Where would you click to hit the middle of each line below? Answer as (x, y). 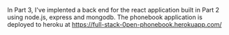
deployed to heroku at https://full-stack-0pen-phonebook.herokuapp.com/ (114, 24)
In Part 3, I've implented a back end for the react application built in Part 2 (113, 10)
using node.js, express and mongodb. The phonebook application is (105, 17)
